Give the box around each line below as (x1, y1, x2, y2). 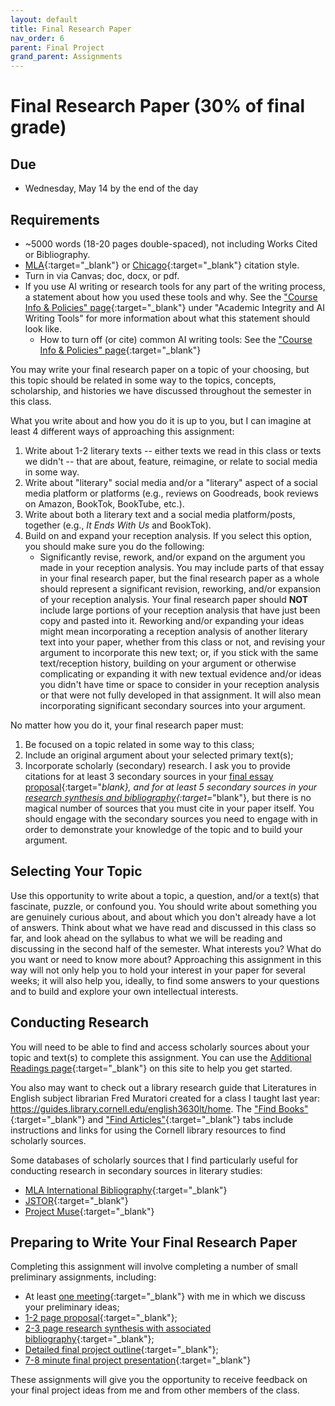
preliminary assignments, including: (10, 1271, 157, 1283)
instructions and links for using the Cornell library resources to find (10, 1124, 287, 1136)
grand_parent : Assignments (10, 52, 123, 62)
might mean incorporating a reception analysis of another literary (39, 625, 308, 637)
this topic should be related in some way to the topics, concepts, (10, 374, 277, 386)
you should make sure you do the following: (24, 540, 205, 552)
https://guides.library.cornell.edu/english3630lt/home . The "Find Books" (10, 1102, 309, 1115)
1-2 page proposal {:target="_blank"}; (24, 1312, 178, 1324)
